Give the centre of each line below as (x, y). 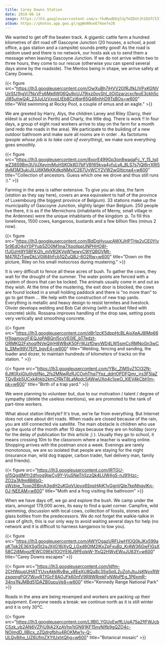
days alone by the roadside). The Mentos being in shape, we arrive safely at (82, 69)
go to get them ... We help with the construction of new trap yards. (72, 298)
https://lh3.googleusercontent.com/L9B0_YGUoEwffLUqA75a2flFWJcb (88, 622)
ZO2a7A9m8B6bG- (24, 481)
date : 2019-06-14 (23, 14)
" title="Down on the (130, 257)
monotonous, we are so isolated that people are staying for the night (74, 450)
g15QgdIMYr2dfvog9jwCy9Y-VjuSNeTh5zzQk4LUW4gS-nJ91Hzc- (72, 475)
